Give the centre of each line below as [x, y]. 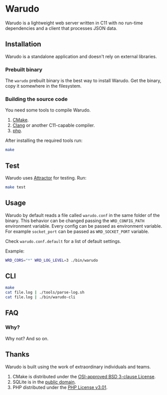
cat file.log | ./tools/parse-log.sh [45, 293]
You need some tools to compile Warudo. [48, 110]
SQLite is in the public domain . [44, 382]
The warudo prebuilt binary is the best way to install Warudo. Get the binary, [83, 81]
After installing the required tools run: [44, 140]
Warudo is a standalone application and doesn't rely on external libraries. [81, 56]
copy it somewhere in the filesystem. [43, 86]
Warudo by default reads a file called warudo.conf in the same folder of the [82, 215]
